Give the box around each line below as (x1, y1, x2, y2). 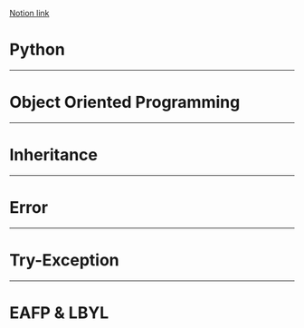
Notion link (9, 8, 50, 18)
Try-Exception (9, 249, 119, 270)
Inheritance (9, 145, 98, 166)
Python (9, 40, 65, 60)
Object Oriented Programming (9, 92, 241, 112)
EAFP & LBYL (9, 303, 109, 323)
